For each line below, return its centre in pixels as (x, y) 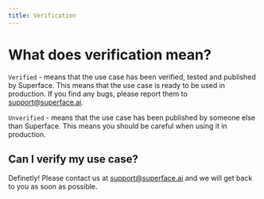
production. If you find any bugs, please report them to (98, 94)
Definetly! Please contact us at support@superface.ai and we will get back (130, 178)
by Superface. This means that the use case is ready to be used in (116, 85)
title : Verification (43, 15)
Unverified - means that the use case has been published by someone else (132, 117)
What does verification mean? (110, 54)
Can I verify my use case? (74, 159)
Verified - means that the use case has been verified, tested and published (132, 77)
